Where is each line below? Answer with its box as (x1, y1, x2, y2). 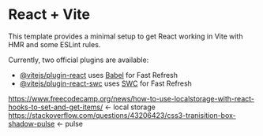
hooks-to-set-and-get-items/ (8, 102, 103, 112)
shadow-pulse (8, 119, 55, 128)
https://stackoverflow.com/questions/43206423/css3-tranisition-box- (8, 110, 237, 119)
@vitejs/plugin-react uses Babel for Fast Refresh (19, 70, 178, 79)
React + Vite (8, 6, 91, 24)
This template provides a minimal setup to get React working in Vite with (8, 31, 243, 41)
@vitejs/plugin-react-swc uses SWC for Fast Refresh (19, 79, 192, 88)
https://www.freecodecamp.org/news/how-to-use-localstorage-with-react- (8, 94, 255, 103)
